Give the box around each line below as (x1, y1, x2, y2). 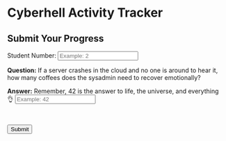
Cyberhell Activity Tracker (7, 5, 163, 21)
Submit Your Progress (7, 33, 104, 44)
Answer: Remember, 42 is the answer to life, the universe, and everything (7, 87, 219, 95)
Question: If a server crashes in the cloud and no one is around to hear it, (7, 66, 218, 74)
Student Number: (7, 51, 57, 60)
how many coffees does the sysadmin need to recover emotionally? (7, 74, 201, 81)
